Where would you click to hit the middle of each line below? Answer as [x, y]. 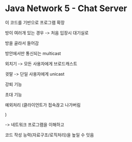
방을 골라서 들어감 [22, 43]
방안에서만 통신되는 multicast [33, 53]
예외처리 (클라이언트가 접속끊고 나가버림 [43, 105]
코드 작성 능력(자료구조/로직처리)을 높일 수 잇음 [49, 135]
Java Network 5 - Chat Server [66, 8]
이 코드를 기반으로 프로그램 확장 [35, 22]
